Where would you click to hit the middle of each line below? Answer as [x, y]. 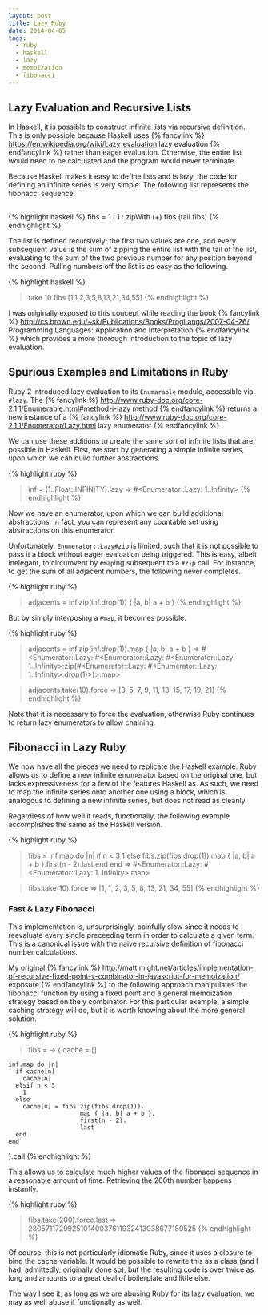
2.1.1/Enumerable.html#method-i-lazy [70, 408]
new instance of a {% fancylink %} [65, 416]
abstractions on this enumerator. [62, 530]
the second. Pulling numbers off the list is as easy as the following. [118, 266]
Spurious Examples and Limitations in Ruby [118, 372]
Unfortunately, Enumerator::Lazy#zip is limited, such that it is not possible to [134, 545]
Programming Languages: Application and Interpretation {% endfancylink [129, 330]
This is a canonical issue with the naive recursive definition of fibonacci [126, 943]
